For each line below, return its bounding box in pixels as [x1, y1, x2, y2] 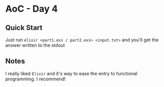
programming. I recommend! [5, 76, 66, 82]
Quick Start [5, 23, 43, 32]
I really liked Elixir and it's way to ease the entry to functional [5, 70, 138, 76]
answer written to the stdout [5, 42, 65, 48]
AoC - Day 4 [5, 3, 58, 15]
